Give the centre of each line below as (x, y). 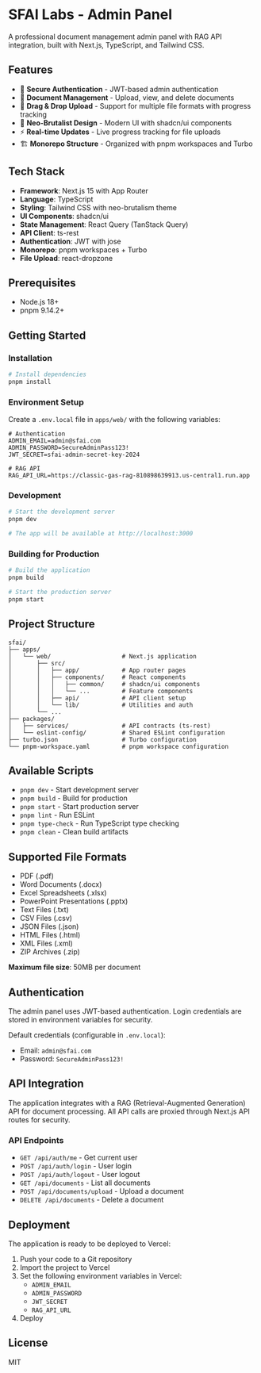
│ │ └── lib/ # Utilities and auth (101, 705)
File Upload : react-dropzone (66, 258)
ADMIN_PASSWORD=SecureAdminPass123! (69, 448)
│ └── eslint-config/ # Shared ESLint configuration (117, 733)
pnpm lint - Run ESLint (57, 815)
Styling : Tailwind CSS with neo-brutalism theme (98, 207)
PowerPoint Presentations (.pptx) (74, 901)
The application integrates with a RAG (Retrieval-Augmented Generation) (127, 1103)
